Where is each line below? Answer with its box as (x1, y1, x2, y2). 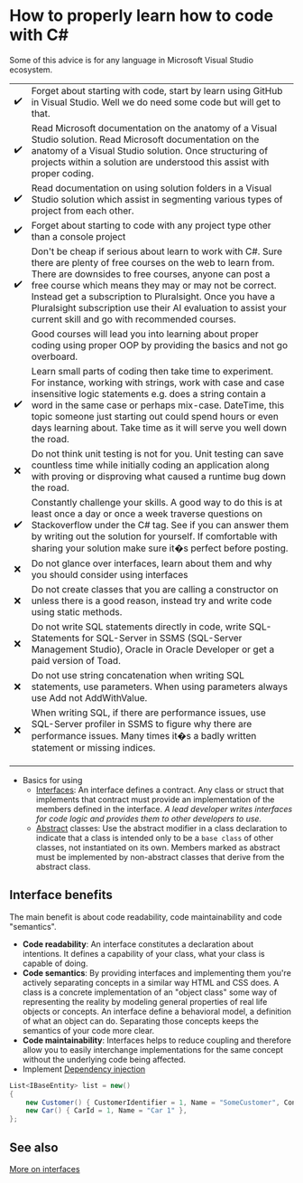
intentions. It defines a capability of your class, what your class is (22, 948, 265, 959)
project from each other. (31, 204, 134, 217)
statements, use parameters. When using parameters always (31, 680, 289, 693)
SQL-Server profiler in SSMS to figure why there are (31, 717, 252, 730)
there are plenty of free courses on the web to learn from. (31, 256, 275, 269)
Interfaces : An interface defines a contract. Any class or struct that (35, 784, 284, 795)
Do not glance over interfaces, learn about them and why (31, 557, 272, 570)
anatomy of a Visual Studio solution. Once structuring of (31, 144, 269, 156)
